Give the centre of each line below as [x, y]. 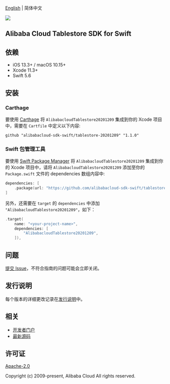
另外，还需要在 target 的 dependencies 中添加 [53, 203]
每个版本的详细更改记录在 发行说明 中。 [45, 299]
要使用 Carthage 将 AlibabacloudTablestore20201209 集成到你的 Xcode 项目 [84, 119]
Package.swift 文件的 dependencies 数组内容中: [55, 174]
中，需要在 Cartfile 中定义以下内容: [43, 125]
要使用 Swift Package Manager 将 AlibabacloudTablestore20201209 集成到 [82, 161]
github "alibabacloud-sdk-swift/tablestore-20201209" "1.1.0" [72, 135]
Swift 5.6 [22, 76]
